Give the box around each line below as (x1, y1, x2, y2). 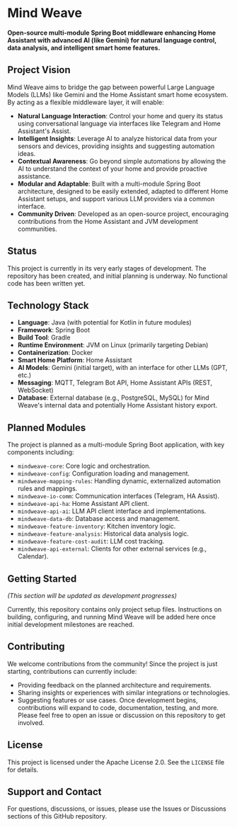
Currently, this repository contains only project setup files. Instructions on (7, 605, 222, 614)
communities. (17, 225, 58, 233)
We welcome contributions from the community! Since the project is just (7, 659, 218, 668)
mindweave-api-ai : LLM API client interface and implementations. (17, 507, 207, 515)
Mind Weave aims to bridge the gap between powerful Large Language (7, 83, 215, 91)
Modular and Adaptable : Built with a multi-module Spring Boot (17, 179, 201, 188)
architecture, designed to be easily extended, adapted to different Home (17, 186, 229, 196)
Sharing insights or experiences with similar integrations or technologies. (17, 688, 231, 697)
